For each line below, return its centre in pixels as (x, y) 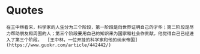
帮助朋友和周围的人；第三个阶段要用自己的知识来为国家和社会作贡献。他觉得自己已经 (100, 33)
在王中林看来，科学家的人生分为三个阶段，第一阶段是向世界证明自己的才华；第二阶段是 (98, 27)
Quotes (25, 10)
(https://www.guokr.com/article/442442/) (59, 45)
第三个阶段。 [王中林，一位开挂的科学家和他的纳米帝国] (76, 40)
